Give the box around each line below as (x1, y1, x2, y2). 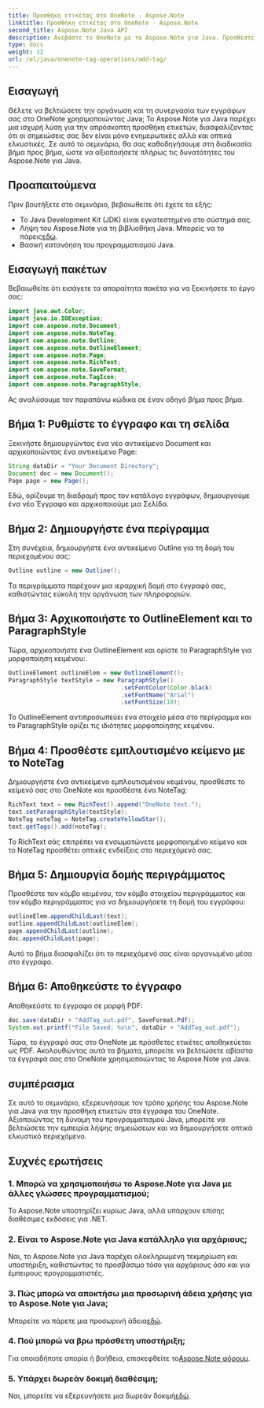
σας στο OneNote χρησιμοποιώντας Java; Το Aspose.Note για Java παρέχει (8, 113, 256, 123)
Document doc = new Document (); (8, 470, 114, 477)
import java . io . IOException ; (8, 314, 104, 323)
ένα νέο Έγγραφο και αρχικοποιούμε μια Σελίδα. (8, 500, 169, 509)
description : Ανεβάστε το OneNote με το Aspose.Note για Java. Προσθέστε (8, 33, 255, 42)
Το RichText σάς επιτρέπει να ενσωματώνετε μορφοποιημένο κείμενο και (8, 837, 247, 846)
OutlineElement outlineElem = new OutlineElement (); (8, 669, 185, 677)
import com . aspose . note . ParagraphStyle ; (8, 381, 143, 388)
